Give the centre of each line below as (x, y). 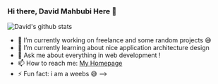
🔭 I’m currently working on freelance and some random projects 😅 (114, 40)
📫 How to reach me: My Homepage (70, 64)
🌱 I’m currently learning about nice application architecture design (114, 48)
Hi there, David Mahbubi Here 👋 (62, 11)
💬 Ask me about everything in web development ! (89, 55)
